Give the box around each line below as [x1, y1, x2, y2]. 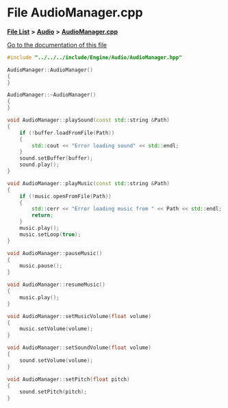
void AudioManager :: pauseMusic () [7, 250, 103, 256]
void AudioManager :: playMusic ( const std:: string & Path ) [7, 180, 170, 187]
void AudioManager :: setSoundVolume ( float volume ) [7, 344, 152, 351]
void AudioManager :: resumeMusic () [7, 281, 106, 289]
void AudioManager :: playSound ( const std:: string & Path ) [7, 117, 170, 124]
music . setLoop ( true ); [19, 231, 81, 238]
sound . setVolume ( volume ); [19, 357, 94, 364]
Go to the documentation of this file [7, 40, 107, 49]
